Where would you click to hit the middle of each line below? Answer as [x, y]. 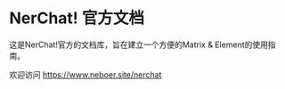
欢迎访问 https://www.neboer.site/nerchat [85, 74]
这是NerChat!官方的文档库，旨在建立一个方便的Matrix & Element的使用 [139, 44]
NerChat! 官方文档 [77, 18]
